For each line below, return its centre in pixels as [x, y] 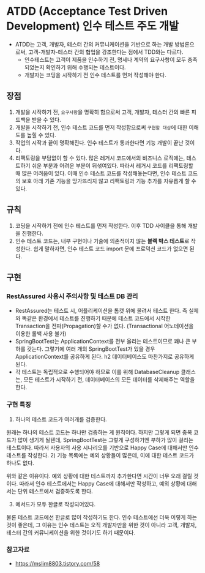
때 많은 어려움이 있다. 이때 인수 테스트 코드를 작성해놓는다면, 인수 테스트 [101, 173]
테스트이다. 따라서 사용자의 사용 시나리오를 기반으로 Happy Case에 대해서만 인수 [102, 448]
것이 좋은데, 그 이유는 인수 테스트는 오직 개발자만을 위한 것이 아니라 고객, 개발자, [102, 525]
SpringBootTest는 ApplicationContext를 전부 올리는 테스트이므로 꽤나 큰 [103, 342]
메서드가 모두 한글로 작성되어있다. [55, 504]
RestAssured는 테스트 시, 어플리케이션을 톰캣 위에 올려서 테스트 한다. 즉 [101, 311]
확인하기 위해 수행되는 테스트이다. [86, 67]
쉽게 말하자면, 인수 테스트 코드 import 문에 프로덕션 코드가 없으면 [111, 249]
